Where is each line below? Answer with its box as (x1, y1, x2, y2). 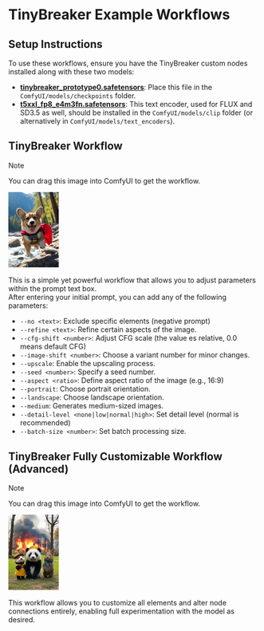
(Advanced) (8, 462, 69, 475)
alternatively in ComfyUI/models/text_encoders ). (19, 116, 175, 125)
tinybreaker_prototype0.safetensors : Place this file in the (19, 82, 213, 92)
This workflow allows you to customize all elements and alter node (8, 598, 227, 608)
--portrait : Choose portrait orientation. (19, 385, 152, 394)
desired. (8, 615, 36, 625)
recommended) (19, 418, 71, 428)
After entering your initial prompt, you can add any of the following (8, 293, 227, 302)
